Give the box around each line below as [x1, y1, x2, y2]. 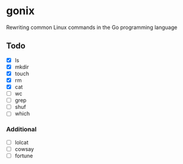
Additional [6, 126, 37, 134]
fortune [14, 152, 33, 159]
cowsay [14, 145, 34, 152]
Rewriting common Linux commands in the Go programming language [6, 24, 178, 31]
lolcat [14, 139, 29, 146]
